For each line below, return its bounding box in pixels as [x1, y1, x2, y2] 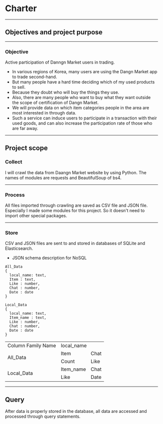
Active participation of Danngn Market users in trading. [5, 59, 115, 65]
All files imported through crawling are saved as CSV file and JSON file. [5, 202, 148, 209]
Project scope [5, 144, 48, 152]
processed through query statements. [5, 413, 81, 420]
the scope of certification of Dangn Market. [12, 100, 99, 106]
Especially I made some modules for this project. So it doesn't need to [5, 208, 145, 213]
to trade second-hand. [12, 74, 57, 80]
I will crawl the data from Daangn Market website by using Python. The [5, 169, 147, 175]
